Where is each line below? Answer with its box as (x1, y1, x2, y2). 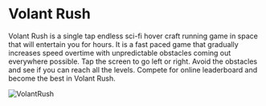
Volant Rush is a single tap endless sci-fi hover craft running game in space (8, 31, 259, 41)
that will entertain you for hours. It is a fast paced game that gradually (8, 39, 239, 49)
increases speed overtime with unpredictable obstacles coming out (8, 48, 231, 57)
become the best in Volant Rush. (8, 73, 117, 83)
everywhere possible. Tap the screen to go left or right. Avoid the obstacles (8, 57, 258, 66)
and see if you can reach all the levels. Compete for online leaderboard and (8, 65, 258, 74)
